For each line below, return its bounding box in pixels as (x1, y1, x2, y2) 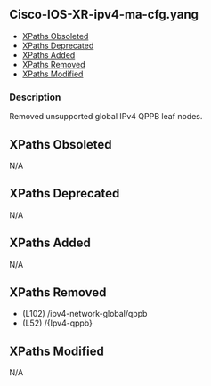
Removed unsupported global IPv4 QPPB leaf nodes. (9, 111, 203, 122)
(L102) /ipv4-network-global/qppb (21, 309, 148, 319)
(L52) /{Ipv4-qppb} (21, 318, 93, 328)
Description (9, 91, 61, 103)
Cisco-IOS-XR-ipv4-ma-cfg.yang (9, 7, 199, 22)
